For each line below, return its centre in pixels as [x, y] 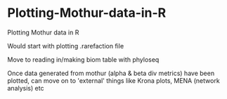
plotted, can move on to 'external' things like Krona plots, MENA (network [113, 80]
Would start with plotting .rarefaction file [66, 46]
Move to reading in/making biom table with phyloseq [83, 59]
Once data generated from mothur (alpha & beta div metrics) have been [111, 73]
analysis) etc [26, 88]
